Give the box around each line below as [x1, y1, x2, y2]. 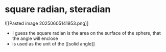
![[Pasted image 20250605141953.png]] [5, 20, 89, 26]
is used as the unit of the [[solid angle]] [12, 40, 95, 46]
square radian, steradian [5, 4, 111, 15]
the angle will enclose [12, 35, 58, 41]
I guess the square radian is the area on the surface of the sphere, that [12, 30, 161, 36]
